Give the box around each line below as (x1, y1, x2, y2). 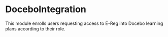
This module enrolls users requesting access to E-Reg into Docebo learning (5, 20, 163, 26)
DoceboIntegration (5, 4, 86, 15)
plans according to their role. (5, 25, 65, 31)
